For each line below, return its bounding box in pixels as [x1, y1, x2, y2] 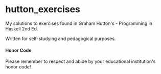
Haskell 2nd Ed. [5, 25, 38, 31]
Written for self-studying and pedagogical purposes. [5, 35, 116, 42]
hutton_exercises [5, 4, 81, 15]
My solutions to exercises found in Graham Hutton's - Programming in [5, 20, 152, 26]
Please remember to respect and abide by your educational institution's [5, 58, 156, 64]
